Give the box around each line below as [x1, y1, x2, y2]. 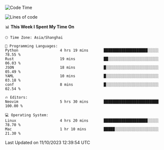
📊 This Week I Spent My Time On [5, 24, 74, 29]
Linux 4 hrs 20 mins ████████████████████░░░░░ [5, 118, 159, 123]
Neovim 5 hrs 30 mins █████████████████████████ [5, 99, 159, 104]
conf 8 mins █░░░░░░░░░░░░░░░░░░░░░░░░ [5, 82, 159, 87]
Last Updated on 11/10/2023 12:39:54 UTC [5, 140, 91, 145]
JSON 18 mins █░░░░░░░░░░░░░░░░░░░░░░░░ [5, 65, 159, 70]
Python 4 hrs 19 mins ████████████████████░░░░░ [5, 48, 159, 53]
